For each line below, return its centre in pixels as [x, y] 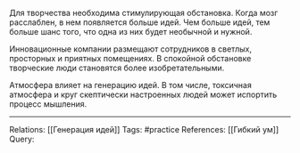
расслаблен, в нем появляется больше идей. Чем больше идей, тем [140, 22]
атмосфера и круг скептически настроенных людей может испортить [143, 94]
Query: [22, 139]
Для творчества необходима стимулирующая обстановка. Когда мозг [144, 13]
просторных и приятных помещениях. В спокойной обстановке [130, 58]
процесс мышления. [48, 104]
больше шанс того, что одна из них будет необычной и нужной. [131, 32]
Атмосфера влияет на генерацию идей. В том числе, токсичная [130, 85]
